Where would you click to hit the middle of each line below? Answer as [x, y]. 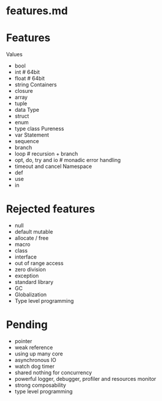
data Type [27, 110]
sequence [27, 141]
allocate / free [32, 238]
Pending [27, 325]
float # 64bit [30, 79]
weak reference [34, 347]
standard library [34, 282]
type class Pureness [39, 129]
